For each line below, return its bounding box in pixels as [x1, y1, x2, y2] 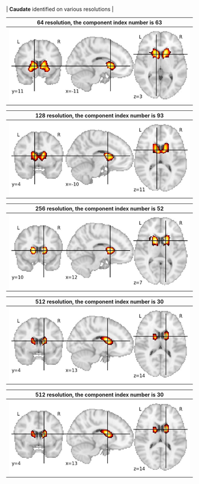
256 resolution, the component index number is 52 [35, 205, 164, 212]
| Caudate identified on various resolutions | [6, 6, 114, 12]
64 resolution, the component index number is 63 [37, 18, 162, 26]
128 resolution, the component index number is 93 [35, 112, 164, 119]
